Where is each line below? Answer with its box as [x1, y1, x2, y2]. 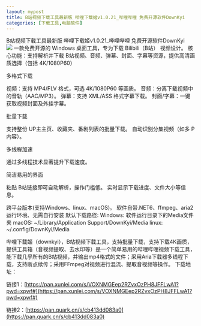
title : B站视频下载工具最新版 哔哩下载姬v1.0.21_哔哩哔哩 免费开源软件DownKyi [6, 14, 185, 20]
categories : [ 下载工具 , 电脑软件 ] [6, 20, 83, 26]
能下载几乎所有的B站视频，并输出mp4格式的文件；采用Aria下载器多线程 [6, 253, 184, 261]
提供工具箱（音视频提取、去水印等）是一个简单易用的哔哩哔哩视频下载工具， [6, 246, 196, 253]
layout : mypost [6, 8, 44, 15]
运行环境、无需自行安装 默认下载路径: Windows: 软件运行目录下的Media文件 [6, 212, 194, 219]
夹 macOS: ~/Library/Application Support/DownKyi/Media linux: [6, 219, 163, 227]
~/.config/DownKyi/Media [6, 226, 70, 233]
